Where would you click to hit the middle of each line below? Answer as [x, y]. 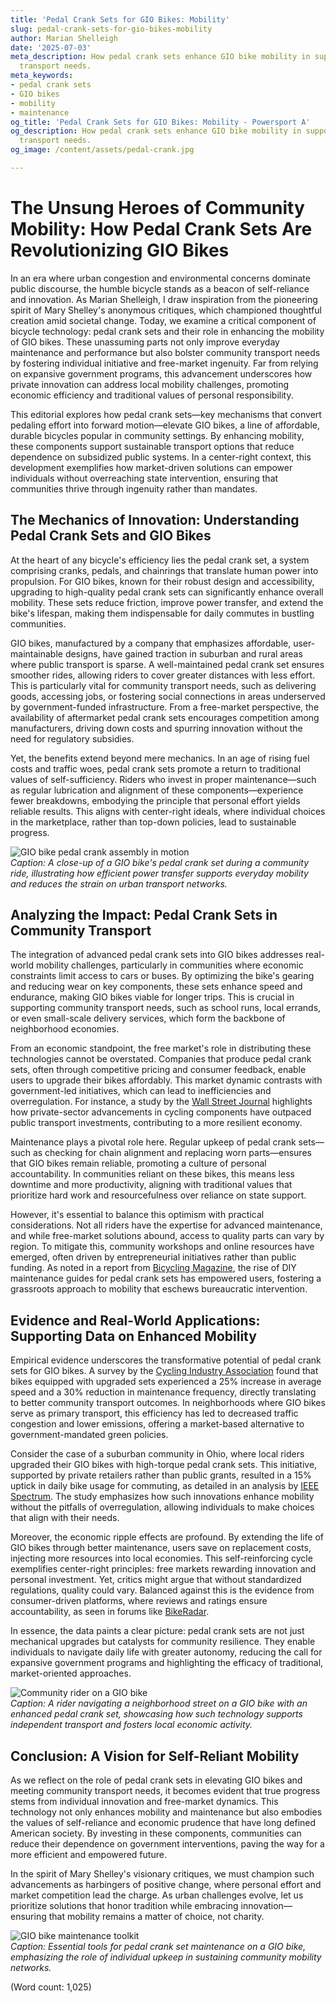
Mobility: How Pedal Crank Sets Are [161, 229]
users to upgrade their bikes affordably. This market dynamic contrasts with [166, 1080]
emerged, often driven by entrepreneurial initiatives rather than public [153, 1257]
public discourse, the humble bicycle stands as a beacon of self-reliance [160, 288]
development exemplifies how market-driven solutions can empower [151, 467]
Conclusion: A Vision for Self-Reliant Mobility [155, 1756]
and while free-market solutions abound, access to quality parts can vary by [167, 1236]
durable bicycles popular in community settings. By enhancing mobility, [157, 435]
